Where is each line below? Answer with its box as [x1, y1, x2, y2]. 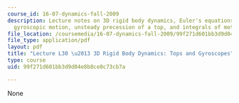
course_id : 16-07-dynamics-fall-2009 [7, 10, 119, 18]
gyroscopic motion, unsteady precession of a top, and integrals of [14, 23, 221, 31]
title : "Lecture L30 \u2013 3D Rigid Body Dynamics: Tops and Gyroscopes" [7, 50, 234, 58]
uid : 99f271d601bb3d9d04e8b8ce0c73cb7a [7, 63, 126, 70]
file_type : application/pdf [7, 37, 91, 44]
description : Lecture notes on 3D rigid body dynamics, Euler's [7, 17, 202, 24]
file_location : [7, 30, 53, 38]
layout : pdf [7, 43, 43, 50]
